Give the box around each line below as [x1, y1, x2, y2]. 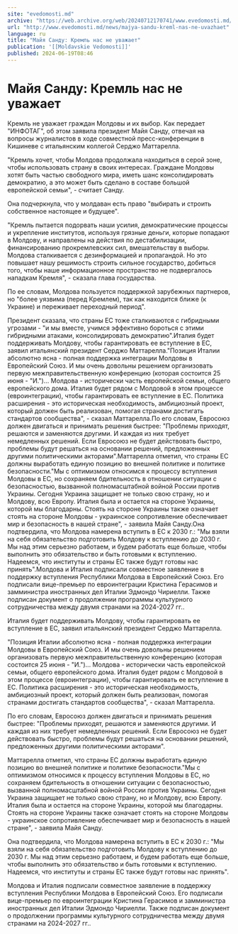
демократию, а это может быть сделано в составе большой [7, 178, 190, 187]
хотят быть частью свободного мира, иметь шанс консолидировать [7, 170, 214, 179]
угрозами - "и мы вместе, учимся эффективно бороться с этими [7, 324, 204, 332]
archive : [7, 17, 33, 24]
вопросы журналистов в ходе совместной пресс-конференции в [7, 134, 205, 143]
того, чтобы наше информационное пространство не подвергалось [7, 265, 212, 274]
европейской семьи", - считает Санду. [7, 185, 125, 194]
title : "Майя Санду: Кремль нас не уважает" [7, 37, 141, 44]
